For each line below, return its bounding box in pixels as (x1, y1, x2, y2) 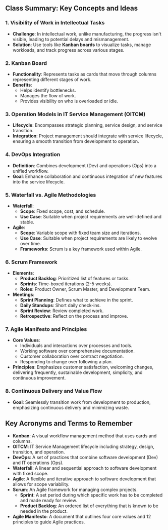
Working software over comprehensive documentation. (20, 348, 135, 354)
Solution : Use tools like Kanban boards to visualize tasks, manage (12, 42, 151, 48)
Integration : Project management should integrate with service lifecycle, (12, 133, 163, 139)
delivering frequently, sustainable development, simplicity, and (12, 369, 143, 375)
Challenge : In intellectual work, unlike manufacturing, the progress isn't (12, 30, 161, 37)
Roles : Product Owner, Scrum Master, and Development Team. (20, 286, 150, 292)
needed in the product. (20, 508, 68, 514)
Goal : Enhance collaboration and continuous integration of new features (12, 173, 162, 179)
